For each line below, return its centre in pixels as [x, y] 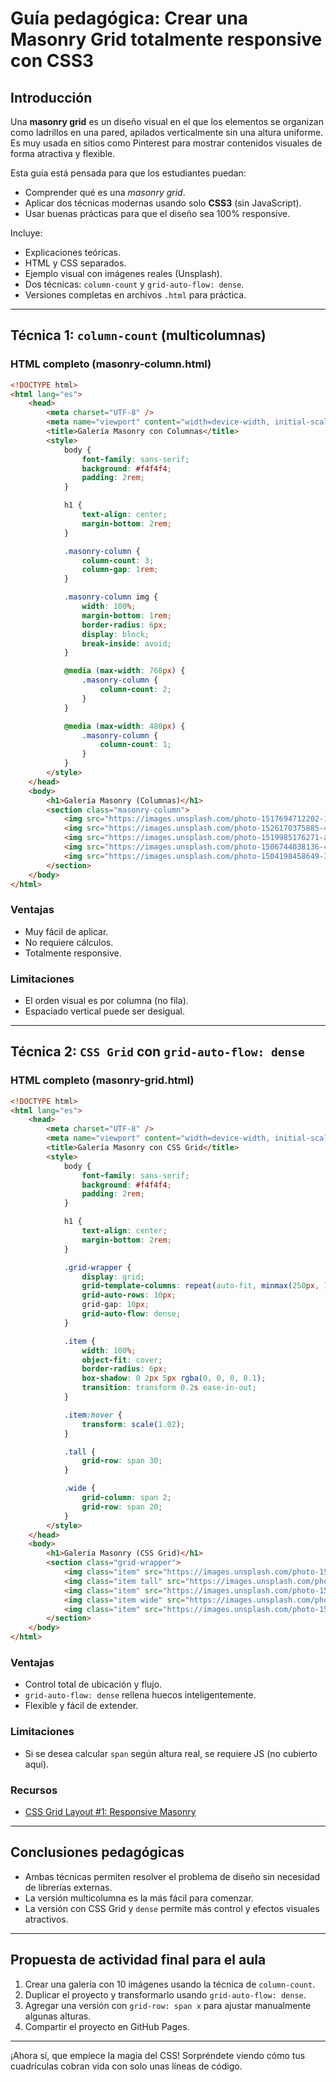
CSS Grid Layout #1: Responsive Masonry [110, 1811]
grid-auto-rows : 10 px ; [129, 1295]
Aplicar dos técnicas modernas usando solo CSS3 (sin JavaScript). [163, 203]
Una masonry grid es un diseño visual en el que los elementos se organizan [167, 121]
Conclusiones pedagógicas [97, 1852]
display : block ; [115, 634]
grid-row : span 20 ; [122, 1507]
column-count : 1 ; [135, 745]
